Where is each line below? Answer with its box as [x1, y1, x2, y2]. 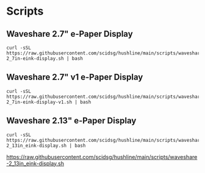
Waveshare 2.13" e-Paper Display [6, 116, 137, 126]
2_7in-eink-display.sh [6, 56, 64, 62]
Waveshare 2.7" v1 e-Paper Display [6, 72, 143, 83]
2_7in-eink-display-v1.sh [6, 99, 72, 105]
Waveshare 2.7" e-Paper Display [6, 29, 133, 39]
